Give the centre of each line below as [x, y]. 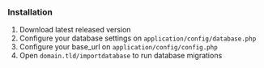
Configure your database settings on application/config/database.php [138, 38]
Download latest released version [75, 30]
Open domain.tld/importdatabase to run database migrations [121, 56]
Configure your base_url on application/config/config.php [118, 47]
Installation [30, 12]
